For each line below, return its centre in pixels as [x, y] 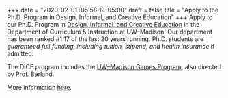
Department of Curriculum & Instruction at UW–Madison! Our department [110, 32]
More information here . [39, 87]
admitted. [20, 53]
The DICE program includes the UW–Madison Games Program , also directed [114, 67]
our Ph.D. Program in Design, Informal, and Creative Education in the [103, 24]
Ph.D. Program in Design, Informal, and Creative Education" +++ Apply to [110, 17]
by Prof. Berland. [31, 74]
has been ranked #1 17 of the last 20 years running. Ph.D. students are [105, 39]
